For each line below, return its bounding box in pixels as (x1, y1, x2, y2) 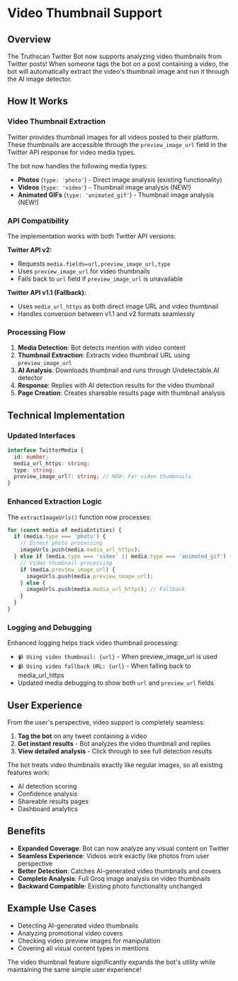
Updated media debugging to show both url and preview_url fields (17, 678, 215, 687)
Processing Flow (7, 327, 66, 337)
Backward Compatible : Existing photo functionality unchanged (17, 882, 203, 890)
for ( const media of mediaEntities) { (7, 526, 122, 533)
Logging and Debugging (7, 622, 92, 632)
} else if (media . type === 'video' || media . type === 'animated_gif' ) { (13, 553, 233, 560)
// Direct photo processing (20, 540, 103, 547)
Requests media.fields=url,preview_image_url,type (17, 259, 171, 268)
